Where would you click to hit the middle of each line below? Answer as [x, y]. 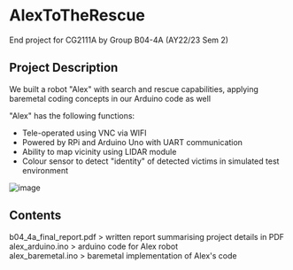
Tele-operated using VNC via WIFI [85, 133]
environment [45, 170]
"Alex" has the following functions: [72, 115]
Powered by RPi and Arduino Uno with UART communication [132, 142]
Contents [35, 216]
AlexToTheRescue [77, 15]
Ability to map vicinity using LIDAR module [99, 151]
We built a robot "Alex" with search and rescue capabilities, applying [134, 89]
